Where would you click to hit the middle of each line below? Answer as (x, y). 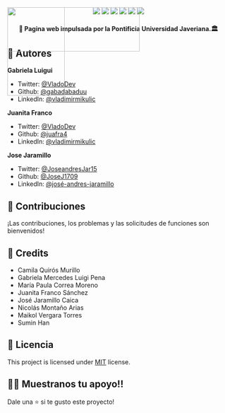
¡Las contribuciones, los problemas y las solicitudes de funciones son (108, 223)
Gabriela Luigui (30, 71)
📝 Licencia (31, 345)
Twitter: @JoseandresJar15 (57, 169)
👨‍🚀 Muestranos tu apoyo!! (66, 384)
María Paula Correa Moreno (58, 285)
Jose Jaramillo (29, 156)
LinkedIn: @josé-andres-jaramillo (66, 184)
